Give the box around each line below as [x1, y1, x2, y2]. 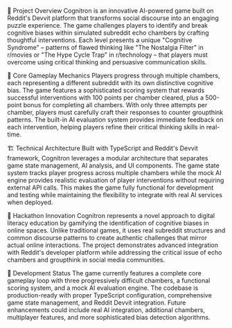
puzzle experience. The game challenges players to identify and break [7, 21, 208, 29]
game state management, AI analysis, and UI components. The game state [7, 161, 220, 170]
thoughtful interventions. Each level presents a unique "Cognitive [7, 36, 193, 44]
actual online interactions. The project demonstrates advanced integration [7, 241, 219, 249]
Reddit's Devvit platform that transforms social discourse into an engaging [7, 14, 220, 22]
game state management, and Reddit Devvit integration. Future [7, 298, 186, 307]
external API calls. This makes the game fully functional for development [7, 183, 214, 192]
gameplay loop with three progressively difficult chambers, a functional [7, 277, 211, 284]
